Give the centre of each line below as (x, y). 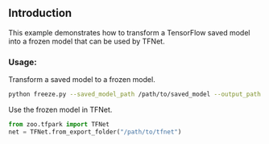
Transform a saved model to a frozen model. (82, 80)
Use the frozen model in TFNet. (60, 109)
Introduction (40, 13)
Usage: (23, 62)
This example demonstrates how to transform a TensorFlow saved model (129, 32)
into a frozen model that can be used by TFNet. (87, 41)
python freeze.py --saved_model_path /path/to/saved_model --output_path (135, 95)
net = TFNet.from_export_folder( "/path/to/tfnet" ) (95, 132)
